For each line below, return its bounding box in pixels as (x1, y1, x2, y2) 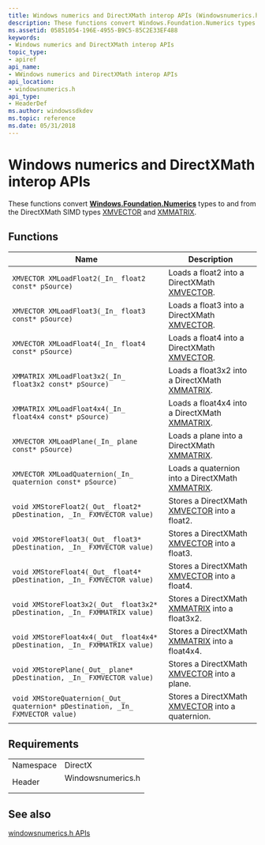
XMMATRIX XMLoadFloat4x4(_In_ (12, 404, 126, 413)
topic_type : (8, 48, 47, 56)
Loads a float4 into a (168, 332, 244, 343)
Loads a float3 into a (168, 300, 244, 311)
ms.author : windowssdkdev (8, 108, 93, 115)
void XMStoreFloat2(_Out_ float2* (12, 502, 142, 511)
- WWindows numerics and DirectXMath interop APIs (8, 70, 178, 78)
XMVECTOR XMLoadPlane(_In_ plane (12, 436, 138, 446)
